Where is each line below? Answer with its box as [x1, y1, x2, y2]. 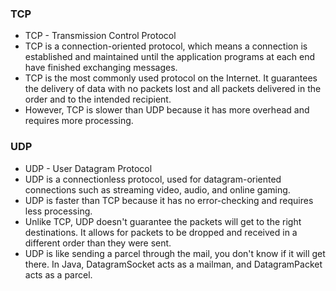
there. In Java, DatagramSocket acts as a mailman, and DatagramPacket [24, 258, 323, 270]
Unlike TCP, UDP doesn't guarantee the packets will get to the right [24, 215, 302, 227]
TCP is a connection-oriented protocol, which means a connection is [24, 40, 308, 52]
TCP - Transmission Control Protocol [24, 30, 177, 42]
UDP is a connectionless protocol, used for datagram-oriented [24, 173, 282, 185]
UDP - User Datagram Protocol [24, 162, 153, 174]
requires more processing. [24, 115, 134, 127]
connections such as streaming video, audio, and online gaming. [24, 183, 291, 196]
